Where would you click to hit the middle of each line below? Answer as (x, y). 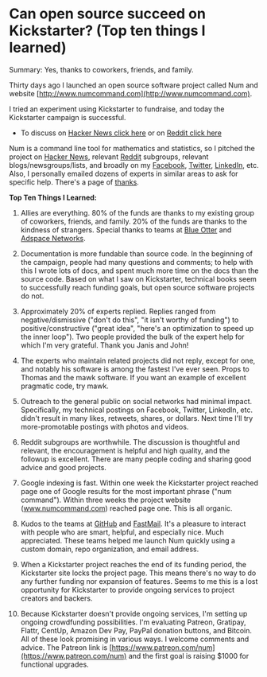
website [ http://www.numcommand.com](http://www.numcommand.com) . (131, 93)
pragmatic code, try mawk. (65, 386)
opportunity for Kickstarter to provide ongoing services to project (128, 589)
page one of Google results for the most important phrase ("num (126, 491)
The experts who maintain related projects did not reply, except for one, (138, 360)
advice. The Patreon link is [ (66, 647)
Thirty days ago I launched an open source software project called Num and (134, 85)
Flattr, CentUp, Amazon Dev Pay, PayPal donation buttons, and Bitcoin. (136, 630)
